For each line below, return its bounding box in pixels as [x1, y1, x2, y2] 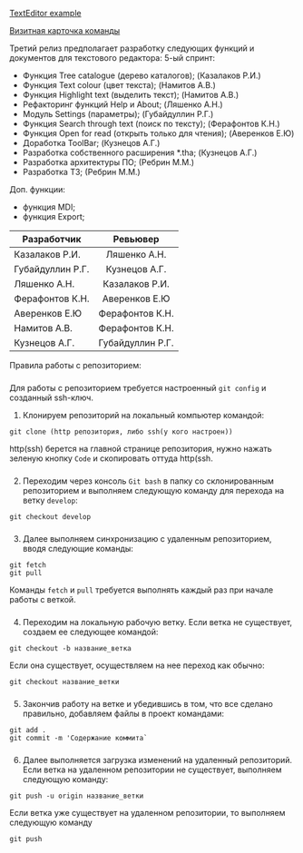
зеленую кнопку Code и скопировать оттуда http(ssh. [9, 453, 213, 464]
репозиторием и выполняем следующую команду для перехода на [22, 485, 285, 495]
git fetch [9, 560, 47, 570]
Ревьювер [112, 233, 160, 245]
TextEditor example [9, 8, 82, 18]
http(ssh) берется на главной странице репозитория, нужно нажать [9, 443, 272, 454]
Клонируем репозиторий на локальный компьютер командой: [22, 409, 265, 420]
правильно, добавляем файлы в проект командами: [22, 708, 225, 719]
